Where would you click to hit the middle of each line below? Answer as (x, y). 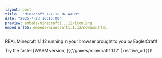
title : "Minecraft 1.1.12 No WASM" (42, 14)
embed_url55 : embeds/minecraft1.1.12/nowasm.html (56, 28)
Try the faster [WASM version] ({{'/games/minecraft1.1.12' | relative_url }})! (79, 51)
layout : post (18, 9)
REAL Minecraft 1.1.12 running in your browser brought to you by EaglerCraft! (81, 41)
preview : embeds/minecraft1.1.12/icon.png (49, 23)
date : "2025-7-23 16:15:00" (33, 18)
